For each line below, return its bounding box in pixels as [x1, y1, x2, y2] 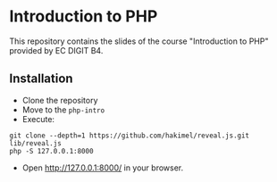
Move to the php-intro [21, 104, 105, 115]
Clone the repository [21, 95, 98, 105]
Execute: [21, 113, 55, 124]
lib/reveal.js [9, 138, 63, 148]
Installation [9, 71, 73, 87]
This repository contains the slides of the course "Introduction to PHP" [9, 36, 269, 46]
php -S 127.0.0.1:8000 [9, 146, 94, 155]
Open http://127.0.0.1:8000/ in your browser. [21, 162, 184, 173]
